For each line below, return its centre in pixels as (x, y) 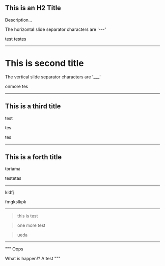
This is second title (45, 63)
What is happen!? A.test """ (33, 259)
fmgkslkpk (16, 202)
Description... (19, 20)
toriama (13, 169)
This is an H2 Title (33, 8)
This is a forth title (33, 157)
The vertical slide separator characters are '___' (53, 77)
